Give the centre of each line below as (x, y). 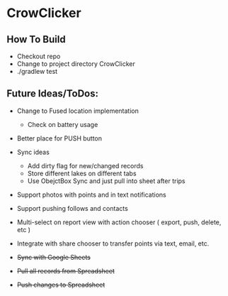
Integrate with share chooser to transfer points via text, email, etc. (113, 243)
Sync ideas (33, 152)
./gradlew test (37, 71)
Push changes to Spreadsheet (61, 285)
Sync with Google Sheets (54, 257)
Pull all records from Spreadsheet (65, 270)
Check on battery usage (63, 124)
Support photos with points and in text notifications (92, 194)
